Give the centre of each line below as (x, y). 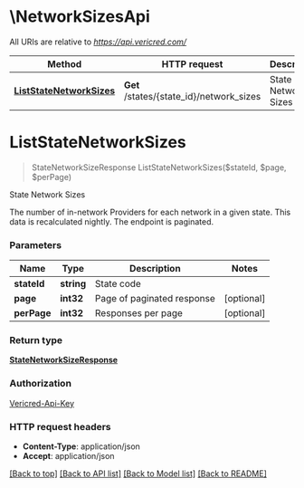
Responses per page (139, 313)
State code (118, 284)
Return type (36, 340)
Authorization (41, 384)
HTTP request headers (60, 426)
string (73, 284)
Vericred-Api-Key (42, 403)
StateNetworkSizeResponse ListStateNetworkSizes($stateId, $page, (159, 167)
